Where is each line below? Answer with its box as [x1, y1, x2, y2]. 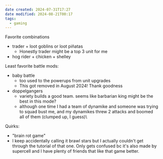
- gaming [9, 20, 27, 26]
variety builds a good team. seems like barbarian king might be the [19, 93, 153, 99]
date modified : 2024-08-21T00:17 [5, 12, 73, 17]
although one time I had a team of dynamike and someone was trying [19, 104, 159, 109]
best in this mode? [19, 98, 56, 105]
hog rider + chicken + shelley [12, 54, 71, 60]
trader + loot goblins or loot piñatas [12, 43, 83, 49]
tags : [5, 16, 16, 21]
